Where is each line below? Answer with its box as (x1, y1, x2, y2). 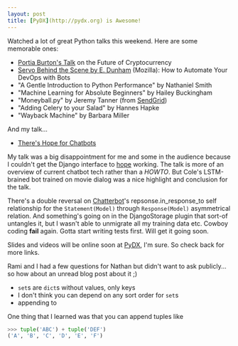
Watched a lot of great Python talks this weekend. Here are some (7, 36, 198, 45)
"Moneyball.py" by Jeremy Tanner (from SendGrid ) (17, 95, 168, 104)
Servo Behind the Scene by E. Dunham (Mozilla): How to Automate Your (17, 65, 228, 74)
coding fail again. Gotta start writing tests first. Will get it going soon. (7, 226, 210, 235)
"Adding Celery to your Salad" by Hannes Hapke (17, 103, 160, 112)
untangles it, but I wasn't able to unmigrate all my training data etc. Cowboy (7, 219, 229, 228)
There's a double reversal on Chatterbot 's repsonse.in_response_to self (7, 196, 217, 205)
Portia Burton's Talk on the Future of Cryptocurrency (17, 58, 172, 66)
